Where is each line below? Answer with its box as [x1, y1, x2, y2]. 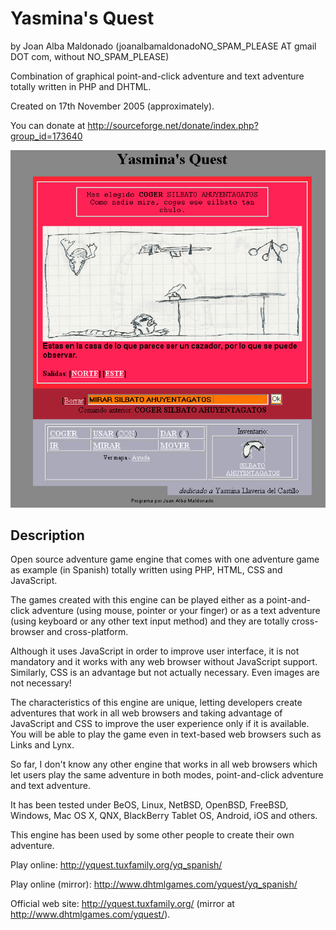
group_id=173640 [10, 130, 83, 142]
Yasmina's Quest [10, 7, 155, 30]
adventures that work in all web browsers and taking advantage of [10, 707, 283, 719]
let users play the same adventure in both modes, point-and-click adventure [10, 769, 324, 781]
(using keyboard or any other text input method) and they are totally [10, 615, 290, 627]
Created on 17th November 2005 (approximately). [10, 100, 215, 112]
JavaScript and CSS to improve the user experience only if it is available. [10, 718, 310, 730]
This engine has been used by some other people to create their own [10, 829, 295, 841]
